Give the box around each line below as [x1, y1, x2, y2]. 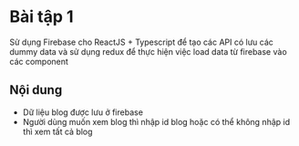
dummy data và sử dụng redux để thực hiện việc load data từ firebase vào [9, 46, 287, 57]
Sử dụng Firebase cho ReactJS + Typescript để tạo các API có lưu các [9, 36, 273, 47]
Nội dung [9, 82, 63, 98]
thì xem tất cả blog [22, 126, 93, 137]
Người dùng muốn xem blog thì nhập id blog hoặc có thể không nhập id [22, 116, 290, 127]
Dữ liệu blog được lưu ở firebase [22, 107, 144, 118]
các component [9, 56, 68, 67]
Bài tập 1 [9, 6, 74, 27]
